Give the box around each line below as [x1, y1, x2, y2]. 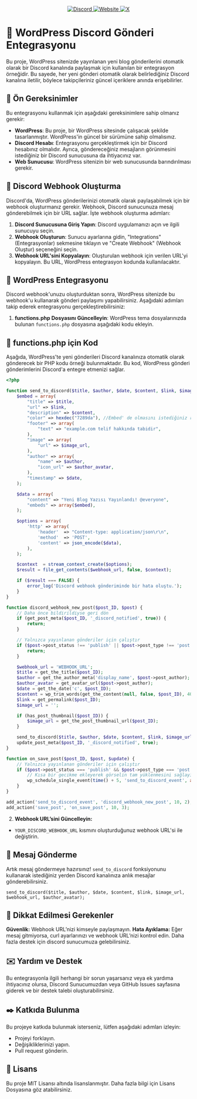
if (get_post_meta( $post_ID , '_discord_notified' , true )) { [16, 615, 167, 622]
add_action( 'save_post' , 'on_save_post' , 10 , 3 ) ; [6, 804, 130, 810]
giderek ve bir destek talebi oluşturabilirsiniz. [6, 987, 114, 995]
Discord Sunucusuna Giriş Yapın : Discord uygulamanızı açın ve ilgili [14, 221, 180, 228]
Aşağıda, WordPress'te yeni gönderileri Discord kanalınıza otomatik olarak [6, 353, 185, 360]
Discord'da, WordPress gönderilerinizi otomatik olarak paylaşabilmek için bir [6, 197, 190, 204]
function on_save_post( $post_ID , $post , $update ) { [6, 756, 135, 761]
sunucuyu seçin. [14, 227, 55, 234]
